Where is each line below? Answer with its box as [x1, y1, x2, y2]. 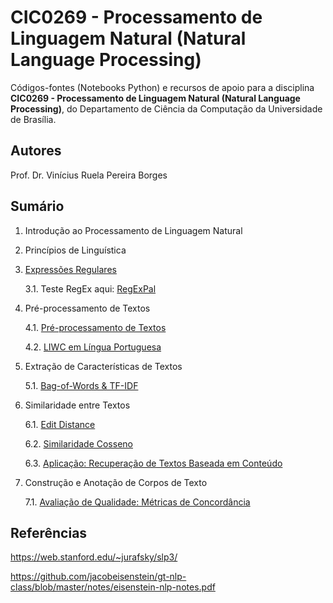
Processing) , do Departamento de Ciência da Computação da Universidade [10, 102, 323, 115]
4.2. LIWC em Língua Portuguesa [24, 341, 162, 353]
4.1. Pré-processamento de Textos [24, 321, 167, 333]
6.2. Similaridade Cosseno [24, 437, 133, 450]
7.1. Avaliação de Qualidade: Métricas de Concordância [24, 496, 251, 508]
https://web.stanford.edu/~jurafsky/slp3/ [10, 551, 178, 563]
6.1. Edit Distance [24, 418, 96, 430]
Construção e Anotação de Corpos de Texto [24, 476, 208, 488]
